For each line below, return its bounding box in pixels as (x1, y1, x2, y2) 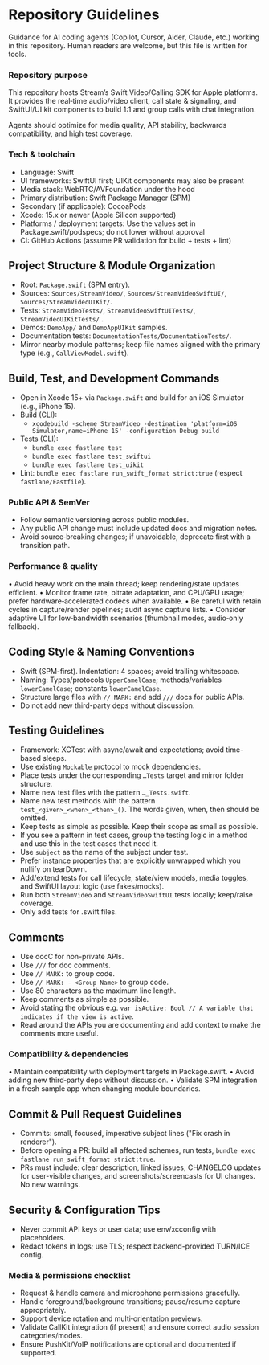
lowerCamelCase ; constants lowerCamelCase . (19, 683, 162, 693)
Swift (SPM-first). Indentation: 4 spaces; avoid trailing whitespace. (19, 666, 240, 676)
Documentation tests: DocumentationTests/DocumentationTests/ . (19, 331, 232, 341)
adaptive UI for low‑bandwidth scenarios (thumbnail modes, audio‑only (8, 613, 243, 623)
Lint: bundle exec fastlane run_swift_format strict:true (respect (19, 468, 243, 478)
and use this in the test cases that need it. (19, 839, 159, 848)
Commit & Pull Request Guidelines (8, 1107, 182, 1121)
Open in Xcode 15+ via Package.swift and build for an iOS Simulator (19, 393, 245, 403)
